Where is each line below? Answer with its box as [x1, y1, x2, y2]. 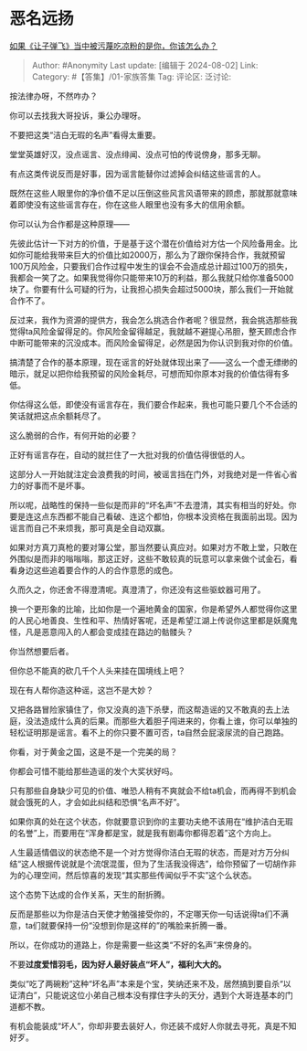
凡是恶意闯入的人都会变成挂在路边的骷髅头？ [25, 626, 194, 637]
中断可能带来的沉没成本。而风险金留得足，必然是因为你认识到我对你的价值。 [9, 337, 298, 348]
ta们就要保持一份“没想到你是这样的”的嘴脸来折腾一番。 [25, 919, 232, 930]
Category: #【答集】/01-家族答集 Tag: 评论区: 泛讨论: [31, 70, 232, 82]
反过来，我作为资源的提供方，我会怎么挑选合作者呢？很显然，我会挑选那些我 [9, 314, 298, 325]
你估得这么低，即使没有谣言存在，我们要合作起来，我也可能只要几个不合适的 [9, 398, 298, 409]
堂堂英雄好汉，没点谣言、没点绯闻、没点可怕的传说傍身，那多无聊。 [9, 148, 266, 160]
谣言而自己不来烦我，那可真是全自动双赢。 [9, 522, 170, 533]
